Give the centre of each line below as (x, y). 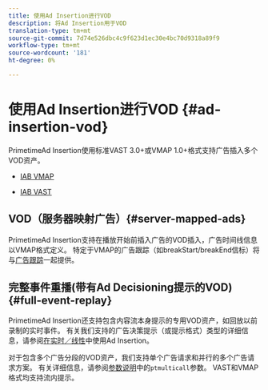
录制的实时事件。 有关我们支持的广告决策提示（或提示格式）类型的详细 (125, 331)
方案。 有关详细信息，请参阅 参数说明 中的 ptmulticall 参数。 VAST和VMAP (136, 368)
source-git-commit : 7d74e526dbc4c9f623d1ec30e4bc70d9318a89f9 (114, 38)
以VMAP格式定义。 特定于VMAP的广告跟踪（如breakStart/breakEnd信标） (131, 250)
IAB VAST (36, 191)
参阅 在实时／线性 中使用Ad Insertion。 (91, 340)
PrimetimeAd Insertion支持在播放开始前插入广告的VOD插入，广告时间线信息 (133, 239)
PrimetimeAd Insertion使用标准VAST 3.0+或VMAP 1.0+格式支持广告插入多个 (133, 150)
